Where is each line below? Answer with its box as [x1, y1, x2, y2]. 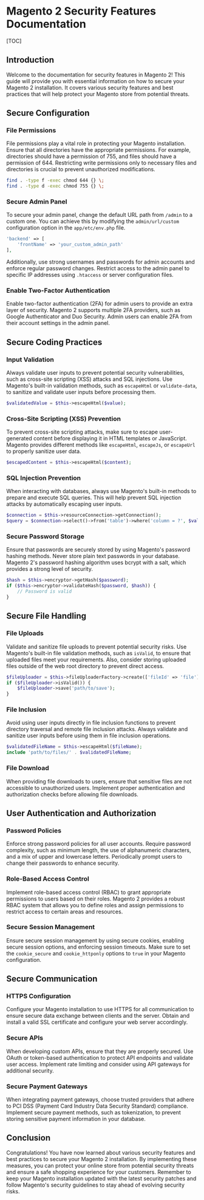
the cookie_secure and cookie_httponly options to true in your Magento [6, 949, 186, 957]
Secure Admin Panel [6, 197, 67, 206]
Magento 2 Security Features [6, 4, 157, 18]
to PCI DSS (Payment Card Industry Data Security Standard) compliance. [6, 1102, 188, 1110]
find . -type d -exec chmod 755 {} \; [6, 183, 104, 189]
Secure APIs [6, 1034, 44, 1042]
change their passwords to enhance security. [6, 859, 120, 867]
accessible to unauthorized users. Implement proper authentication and [6, 784, 185, 791]
